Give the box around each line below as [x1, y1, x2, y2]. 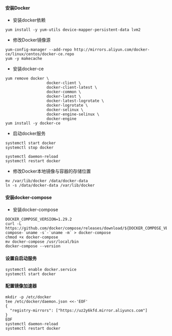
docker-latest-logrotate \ [46, 98, 104, 103]
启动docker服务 [12, 131, 46, 137]
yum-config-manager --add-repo [5, 47, 72, 52]
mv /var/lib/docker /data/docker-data [5, 178, 88, 184]
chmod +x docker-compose [5, 235, 58, 240]
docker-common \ [46, 90, 81, 95]
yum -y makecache [5, 56, 42, 61]
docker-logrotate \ [46, 103, 88, 108]
